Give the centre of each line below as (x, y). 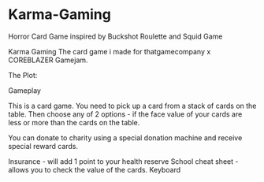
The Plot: (23, 75)
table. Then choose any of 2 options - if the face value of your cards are (125, 114)
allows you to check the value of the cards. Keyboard (95, 169)
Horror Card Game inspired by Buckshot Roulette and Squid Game (115, 36)
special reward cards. (43, 146)
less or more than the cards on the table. (74, 122)
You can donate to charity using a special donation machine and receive (125, 137)
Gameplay (25, 90)
